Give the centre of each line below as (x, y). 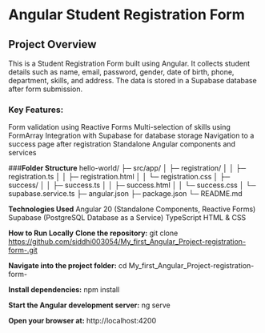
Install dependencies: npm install (64, 290)
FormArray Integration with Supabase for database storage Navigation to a (131, 136)
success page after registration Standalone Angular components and (122, 144)
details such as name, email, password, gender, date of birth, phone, (121, 72)
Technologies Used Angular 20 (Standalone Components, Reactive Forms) (132, 209)
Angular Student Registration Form (127, 15)
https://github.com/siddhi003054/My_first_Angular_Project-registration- (127, 242)
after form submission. (45, 89)
